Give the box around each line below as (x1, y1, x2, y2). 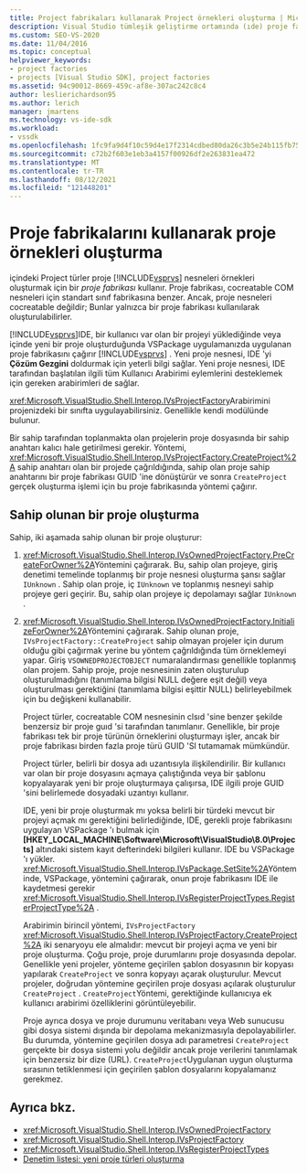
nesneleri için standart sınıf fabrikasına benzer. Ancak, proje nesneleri (9, 292, 272, 303)
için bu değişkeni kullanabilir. (22, 693, 132, 704)
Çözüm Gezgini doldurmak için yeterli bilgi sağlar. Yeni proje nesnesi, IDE (9, 358, 286, 369)
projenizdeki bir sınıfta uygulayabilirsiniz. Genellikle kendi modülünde (9, 405, 270, 416)
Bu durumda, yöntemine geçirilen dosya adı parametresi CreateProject (22, 1034, 290, 1045)
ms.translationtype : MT (9, 157, 101, 167)
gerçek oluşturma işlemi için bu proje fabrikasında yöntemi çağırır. (9, 481, 258, 492)
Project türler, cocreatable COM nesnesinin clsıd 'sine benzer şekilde (22, 710, 283, 722)
